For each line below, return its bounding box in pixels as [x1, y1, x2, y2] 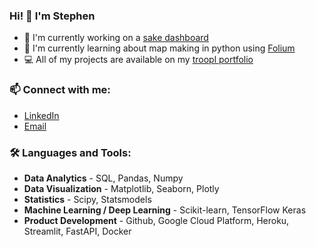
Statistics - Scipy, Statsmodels [23, 193, 152, 205]
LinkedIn [23, 109, 60, 121]
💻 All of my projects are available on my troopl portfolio [23, 54, 254, 66]
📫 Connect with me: [9, 83, 111, 97]
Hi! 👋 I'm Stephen [9, 9, 96, 23]
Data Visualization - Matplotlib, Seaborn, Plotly [23, 182, 220, 194]
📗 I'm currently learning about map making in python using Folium [23, 42, 296, 54]
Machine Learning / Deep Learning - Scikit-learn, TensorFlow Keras [23, 204, 307, 216]
